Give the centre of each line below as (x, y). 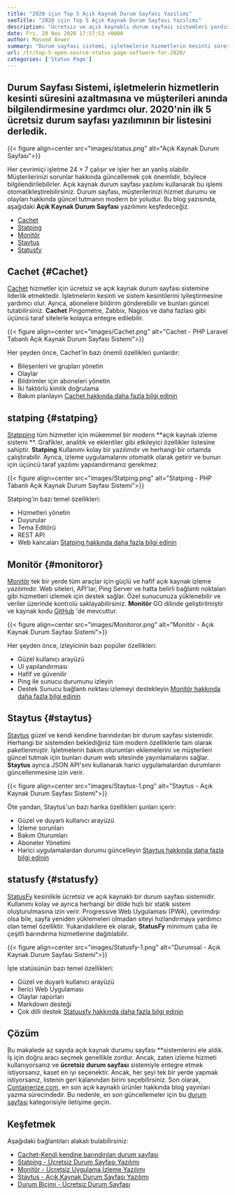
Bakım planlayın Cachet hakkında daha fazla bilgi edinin (97, 396)
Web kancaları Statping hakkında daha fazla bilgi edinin (97, 542)
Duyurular (32, 520)
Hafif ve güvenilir (42, 674)
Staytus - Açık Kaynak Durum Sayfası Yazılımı (83, 1177)
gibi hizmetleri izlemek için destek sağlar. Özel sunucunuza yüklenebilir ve (114, 596)
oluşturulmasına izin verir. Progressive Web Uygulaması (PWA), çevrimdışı (114, 911)
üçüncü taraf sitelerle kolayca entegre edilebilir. (76, 318)
